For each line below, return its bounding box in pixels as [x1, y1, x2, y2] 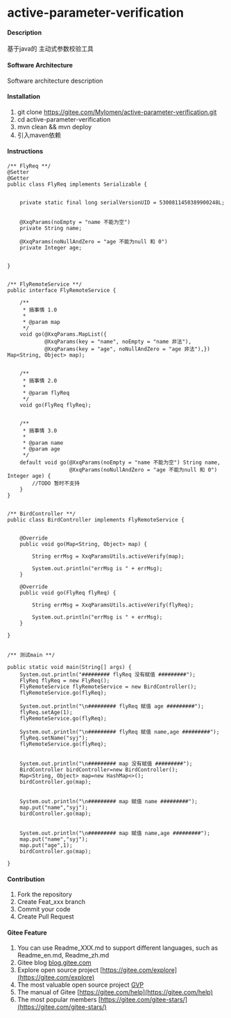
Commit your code [17, 905, 71, 914]
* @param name [22, 439, 64, 446]
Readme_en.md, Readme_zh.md [17, 951, 110, 960]
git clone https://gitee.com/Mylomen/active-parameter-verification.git [17, 108, 217, 116]
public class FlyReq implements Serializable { [7, 181, 148, 188]
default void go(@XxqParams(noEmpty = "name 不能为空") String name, [19, 459, 221, 466]
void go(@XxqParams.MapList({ [19, 331, 108, 338]
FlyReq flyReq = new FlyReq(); [19, 677, 110, 684]
